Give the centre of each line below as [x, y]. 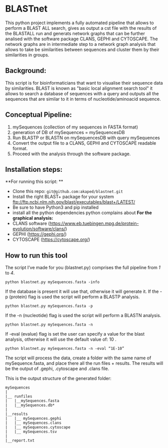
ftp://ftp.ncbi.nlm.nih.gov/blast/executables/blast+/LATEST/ [74, 202]
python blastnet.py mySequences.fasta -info [52, 282]
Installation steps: [34, 169]
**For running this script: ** [34, 181]
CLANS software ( [31, 223]
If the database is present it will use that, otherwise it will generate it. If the [82, 292]
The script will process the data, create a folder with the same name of [78, 358]
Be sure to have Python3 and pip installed [55, 208]
